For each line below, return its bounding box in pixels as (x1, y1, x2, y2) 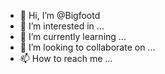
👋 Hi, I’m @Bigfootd (19, 10, 101, 21)
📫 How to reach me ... (19, 53, 113, 64)
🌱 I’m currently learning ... (19, 31, 127, 42)
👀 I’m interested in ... (19, 20, 105, 32)
